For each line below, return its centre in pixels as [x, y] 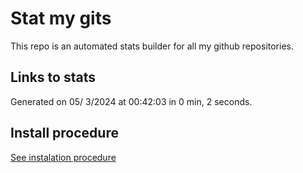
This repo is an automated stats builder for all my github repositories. [152, 46]
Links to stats [53, 77]
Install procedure [64, 133]
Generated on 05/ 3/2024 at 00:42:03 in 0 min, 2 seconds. [131, 101]
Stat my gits [61, 18]
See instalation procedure [63, 157]
